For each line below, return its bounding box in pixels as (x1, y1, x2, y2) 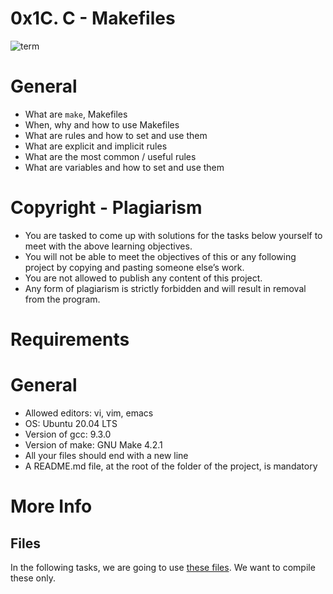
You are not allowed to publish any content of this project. (24, 272, 263, 284)
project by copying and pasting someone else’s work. (24, 261, 245, 273)
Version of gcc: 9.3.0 (24, 428, 112, 440)
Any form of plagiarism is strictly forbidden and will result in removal (24, 282, 307, 294)
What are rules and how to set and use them (24, 129, 208, 141)
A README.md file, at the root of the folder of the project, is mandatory (24, 460, 318, 472)
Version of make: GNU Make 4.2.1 (24, 438, 163, 451)
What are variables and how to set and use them (24, 161, 225, 173)
